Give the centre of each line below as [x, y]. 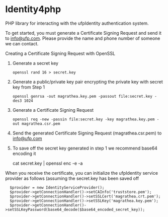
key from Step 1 [29, 87]
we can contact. [22, 43]
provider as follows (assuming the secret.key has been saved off [72, 178]
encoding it [24, 153]
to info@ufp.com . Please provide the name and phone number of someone [83, 38]
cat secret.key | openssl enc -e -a [48, 163]
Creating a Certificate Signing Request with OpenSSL [60, 53]
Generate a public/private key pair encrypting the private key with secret [88, 82]
